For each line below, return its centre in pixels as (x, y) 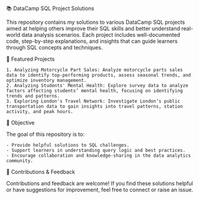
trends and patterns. (33, 96)
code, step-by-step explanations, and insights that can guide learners (92, 41)
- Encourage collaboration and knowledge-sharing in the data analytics (99, 156)
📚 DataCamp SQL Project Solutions (50, 8)
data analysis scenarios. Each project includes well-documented (101, 35)
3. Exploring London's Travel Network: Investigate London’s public (93, 101)
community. (20, 161)
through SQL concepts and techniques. (54, 47)
